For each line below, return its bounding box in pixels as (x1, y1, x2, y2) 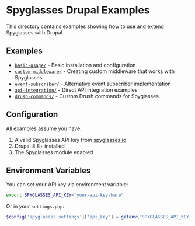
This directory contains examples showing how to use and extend (6, 23, 165, 30)
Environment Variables (6, 165, 91, 175)
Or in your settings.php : (6, 203, 64, 210)
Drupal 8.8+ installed (14, 142, 65, 149)
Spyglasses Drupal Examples (6, 4, 150, 17)
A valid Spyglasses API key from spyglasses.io (14, 136, 127, 143)
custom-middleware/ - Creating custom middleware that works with (14, 68, 175, 75)
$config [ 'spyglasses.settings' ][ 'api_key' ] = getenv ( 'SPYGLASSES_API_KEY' (6, 214, 192, 220)
